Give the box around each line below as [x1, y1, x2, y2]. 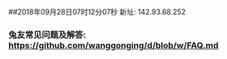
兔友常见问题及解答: [8, 29, 87, 40]
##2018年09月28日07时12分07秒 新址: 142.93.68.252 [8, 7, 186, 16]
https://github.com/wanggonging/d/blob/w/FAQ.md [8, 40, 219, 51]
